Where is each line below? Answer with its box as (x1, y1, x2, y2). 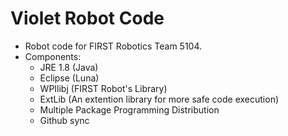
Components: (24, 50, 82, 62)
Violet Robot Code (10, 7, 165, 30)
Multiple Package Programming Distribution (39, 103, 220, 116)
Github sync (39, 114, 90, 126)
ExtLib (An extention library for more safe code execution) (39, 93, 280, 105)
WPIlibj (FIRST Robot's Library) (39, 82, 168, 94)
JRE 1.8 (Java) (39, 61, 99, 73)
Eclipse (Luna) (39, 72, 100, 84)
